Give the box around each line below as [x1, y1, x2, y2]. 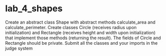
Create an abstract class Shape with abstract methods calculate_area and [5, 19, 156, 25]
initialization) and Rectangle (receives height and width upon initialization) [5, 29, 156, 35]
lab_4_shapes [5, 3, 63, 14]
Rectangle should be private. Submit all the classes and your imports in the [5, 40, 158, 46]
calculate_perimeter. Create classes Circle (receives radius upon [5, 24, 137, 30]
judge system [5, 45, 33, 51]
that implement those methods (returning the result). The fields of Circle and [5, 35, 161, 41]
